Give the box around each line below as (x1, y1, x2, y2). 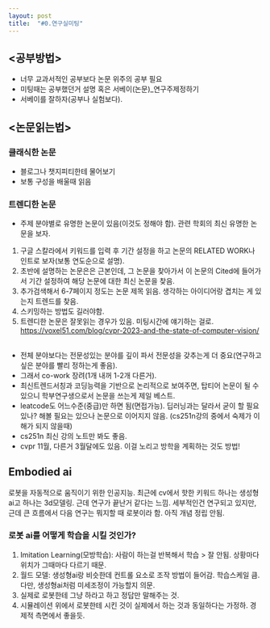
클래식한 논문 (8, 146, 56, 158)
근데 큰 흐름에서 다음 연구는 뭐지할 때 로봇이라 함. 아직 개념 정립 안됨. (8, 508, 225, 517)
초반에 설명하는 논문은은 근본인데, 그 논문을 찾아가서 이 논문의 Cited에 (19, 266, 240, 276)
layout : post (8, 11, 52, 20)
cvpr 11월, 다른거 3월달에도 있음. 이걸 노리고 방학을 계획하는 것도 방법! (19, 441, 240, 451)
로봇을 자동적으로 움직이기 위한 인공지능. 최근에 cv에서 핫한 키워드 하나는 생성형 (8, 487, 260, 497)
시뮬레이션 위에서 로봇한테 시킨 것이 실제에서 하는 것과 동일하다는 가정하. (19, 600, 248, 610)
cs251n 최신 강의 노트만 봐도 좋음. (19, 431, 127, 440)
